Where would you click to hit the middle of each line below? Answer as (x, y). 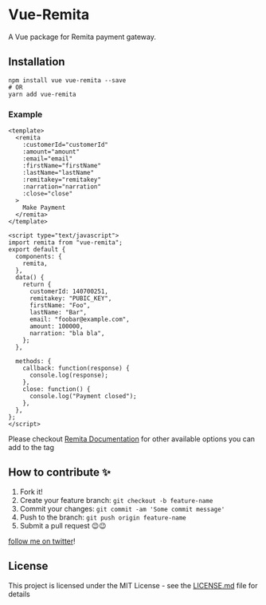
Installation (37, 62)
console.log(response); (69, 376)
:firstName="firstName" (62, 166)
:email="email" (48, 159)
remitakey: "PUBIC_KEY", (70, 299)
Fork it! (31, 492)
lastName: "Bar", (58, 313)
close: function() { (57, 389)
